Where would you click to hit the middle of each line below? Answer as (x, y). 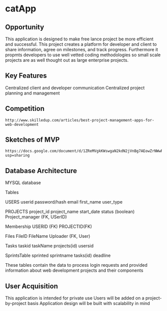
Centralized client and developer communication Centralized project (75, 88)
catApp (21, 9)
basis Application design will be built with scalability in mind (89, 304)
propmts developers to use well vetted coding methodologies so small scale (83, 55)
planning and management (33, 93)
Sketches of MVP (33, 140)
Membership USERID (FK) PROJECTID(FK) (49, 226)
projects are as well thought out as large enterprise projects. (67, 60)
